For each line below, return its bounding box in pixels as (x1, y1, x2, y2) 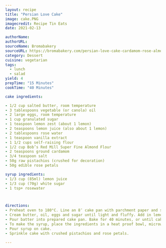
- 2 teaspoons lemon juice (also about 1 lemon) (5, 126, 107, 131)
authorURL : (5, 39, 28, 45)
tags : (5, 62, 16, 67)
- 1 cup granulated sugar (5, 117, 58, 122)
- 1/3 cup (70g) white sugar (5, 181, 65, 186)
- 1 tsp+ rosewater (5, 186, 45, 191)
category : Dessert (5, 53, 43, 58)
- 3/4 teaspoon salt (5, 154, 48, 159)
